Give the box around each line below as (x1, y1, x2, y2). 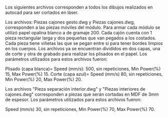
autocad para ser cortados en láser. (5, 9, 79, 15)
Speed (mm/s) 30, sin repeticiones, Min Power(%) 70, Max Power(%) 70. (5, 107, 155, 112)
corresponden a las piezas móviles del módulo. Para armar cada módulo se (5, 24, 160, 30)
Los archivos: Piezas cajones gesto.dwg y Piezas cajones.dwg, (5, 19, 135, 25)
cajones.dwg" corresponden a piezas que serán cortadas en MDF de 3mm (5, 92, 159, 97)
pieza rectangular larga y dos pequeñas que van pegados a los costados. (5, 35, 156, 41)
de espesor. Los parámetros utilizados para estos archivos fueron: (5, 97, 141, 103)
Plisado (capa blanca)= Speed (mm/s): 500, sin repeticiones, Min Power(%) (5, 66, 161, 72)
